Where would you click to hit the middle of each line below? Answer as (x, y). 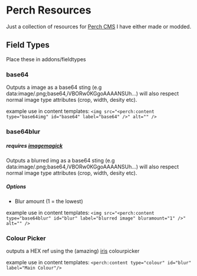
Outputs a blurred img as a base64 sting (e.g (60, 160)
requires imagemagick (35, 145)
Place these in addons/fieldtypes (46, 59)
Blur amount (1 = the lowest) (49, 201)
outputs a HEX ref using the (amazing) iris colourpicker (73, 251)
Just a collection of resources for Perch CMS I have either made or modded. (99, 26)
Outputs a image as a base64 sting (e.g (54, 87)
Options (16, 187)
